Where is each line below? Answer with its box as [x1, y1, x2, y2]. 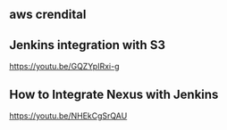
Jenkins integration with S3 [9, 37, 165, 53]
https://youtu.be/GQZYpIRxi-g [9, 61, 120, 72]
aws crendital [9, 7, 87, 22]
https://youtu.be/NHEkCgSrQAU [9, 110, 128, 121]
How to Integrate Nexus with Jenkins [9, 86, 219, 102]
